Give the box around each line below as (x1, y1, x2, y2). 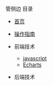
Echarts (22, 61, 42, 68)
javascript (22, 55, 47, 62)
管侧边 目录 (5, 5, 33, 12)
